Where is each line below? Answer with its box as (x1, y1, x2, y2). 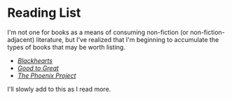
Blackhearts (17, 56, 53, 64)
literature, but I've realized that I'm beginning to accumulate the (36, 35, 219, 43)
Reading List (7, 5, 81, 21)
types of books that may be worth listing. (7, 43, 126, 51)
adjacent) (7, 35, 35, 43)
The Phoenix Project (17, 71, 76, 80)
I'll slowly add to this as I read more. (7, 85, 111, 93)
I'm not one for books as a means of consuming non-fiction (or (7, 28, 189, 36)
